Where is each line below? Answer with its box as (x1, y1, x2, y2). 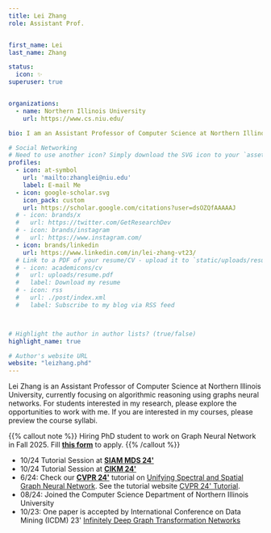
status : (8, 63, 35, 71)
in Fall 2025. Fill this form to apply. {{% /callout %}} (8, 440, 181, 450)
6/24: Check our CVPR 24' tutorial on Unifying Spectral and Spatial (19, 473, 244, 482)
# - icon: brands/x (15, 211, 81, 219)
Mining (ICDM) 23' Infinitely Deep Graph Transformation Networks (19, 515, 240, 525)
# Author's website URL (8, 352, 89, 360)
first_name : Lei (8, 41, 63, 49)
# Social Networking (8, 144, 78, 152)
